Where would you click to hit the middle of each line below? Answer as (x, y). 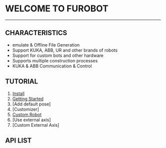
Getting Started (28, 99)
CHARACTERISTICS (36, 33)
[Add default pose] (31, 104)
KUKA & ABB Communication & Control (52, 66)
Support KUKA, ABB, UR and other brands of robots (65, 50)
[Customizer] (26, 109)
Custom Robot (27, 114)
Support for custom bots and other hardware (58, 55)
